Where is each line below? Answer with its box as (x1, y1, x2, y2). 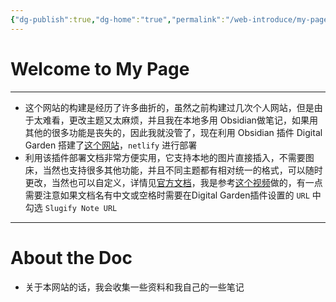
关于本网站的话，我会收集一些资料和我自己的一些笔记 (24, 281, 245, 293)
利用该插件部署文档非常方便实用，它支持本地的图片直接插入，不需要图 (24, 151, 315, 163)
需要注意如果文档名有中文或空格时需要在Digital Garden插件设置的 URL (24, 189, 310, 201)
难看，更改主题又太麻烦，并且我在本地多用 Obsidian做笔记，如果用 (42, 114, 318, 126)
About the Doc (10, 246, 133, 269)
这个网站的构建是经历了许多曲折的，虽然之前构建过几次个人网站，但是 (24, 101, 315, 113)
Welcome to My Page (10, 57, 190, 80)
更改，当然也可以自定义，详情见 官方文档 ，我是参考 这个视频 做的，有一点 (24, 176, 323, 188)
